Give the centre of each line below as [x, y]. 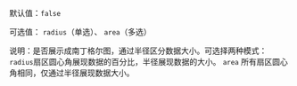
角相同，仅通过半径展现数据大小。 [72, 73]
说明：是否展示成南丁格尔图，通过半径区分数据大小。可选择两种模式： [138, 51]
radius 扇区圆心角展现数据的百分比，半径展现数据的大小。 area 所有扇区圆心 [148, 62]
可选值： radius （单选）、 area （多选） [80, 32]
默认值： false [35, 13]
